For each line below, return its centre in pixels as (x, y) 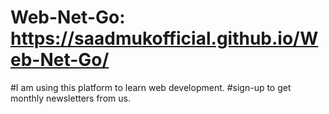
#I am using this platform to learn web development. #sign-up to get (151, 87)
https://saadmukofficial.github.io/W (164, 38)
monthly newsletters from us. (70, 98)
